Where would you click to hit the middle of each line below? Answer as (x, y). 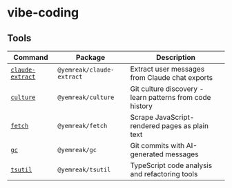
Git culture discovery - (167, 89)
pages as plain (185, 126)
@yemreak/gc (77, 150)
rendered (145, 126)
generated (147, 154)
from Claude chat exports (171, 77)
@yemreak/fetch (83, 126)
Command (31, 58)
